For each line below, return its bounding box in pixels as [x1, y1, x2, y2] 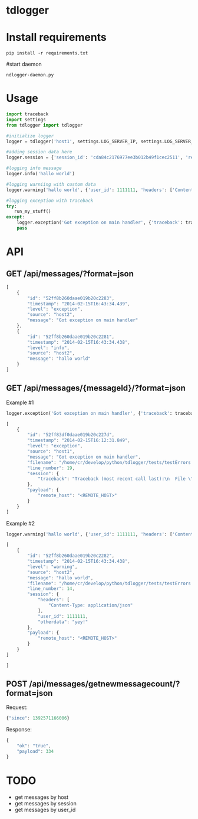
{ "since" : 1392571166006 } [6, 715, 70, 721]
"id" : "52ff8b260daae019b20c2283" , [27, 295, 115, 301]
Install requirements [6, 31, 107, 44]
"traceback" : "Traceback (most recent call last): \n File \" [37, 476, 194, 482]
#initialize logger [6, 133, 54, 139]
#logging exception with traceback [6, 198, 94, 204]
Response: [6, 726, 32, 733]
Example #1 [6, 399, 34, 406]
